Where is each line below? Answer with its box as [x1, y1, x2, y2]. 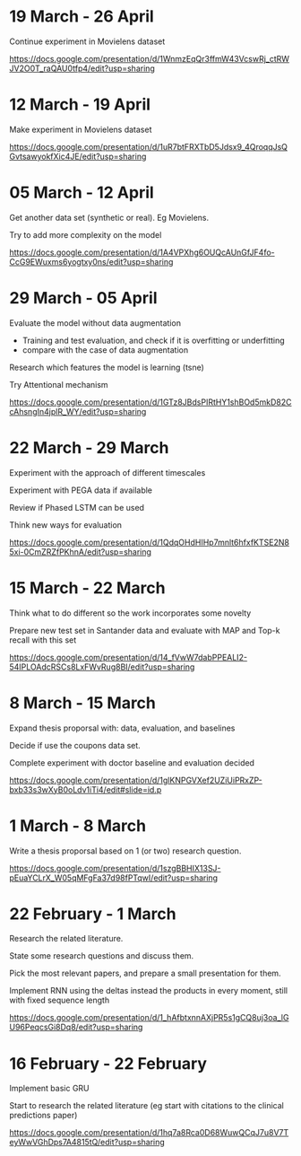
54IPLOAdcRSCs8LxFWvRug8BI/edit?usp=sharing [9, 661, 195, 672]
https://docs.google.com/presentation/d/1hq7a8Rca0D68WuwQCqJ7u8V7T [9, 1127, 289, 1138]
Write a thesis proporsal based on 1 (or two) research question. [9, 845, 242, 856]
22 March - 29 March [9, 437, 169, 458]
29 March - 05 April [9, 288, 158, 308]
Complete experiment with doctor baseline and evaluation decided [9, 757, 255, 768]
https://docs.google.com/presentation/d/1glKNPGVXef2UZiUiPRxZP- [9, 775, 262, 785]
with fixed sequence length [9, 994, 110, 1006]
